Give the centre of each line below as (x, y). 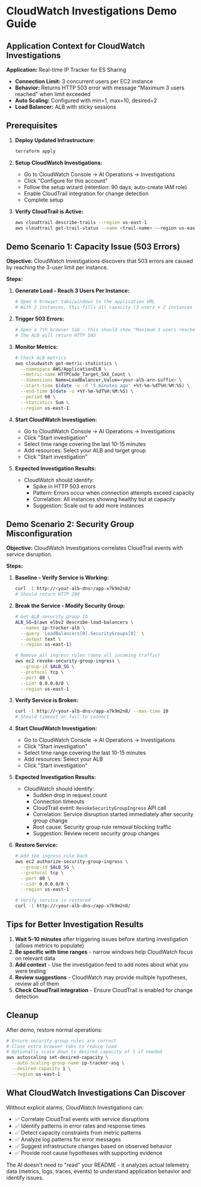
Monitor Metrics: (36, 347)
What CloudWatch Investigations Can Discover (96, 1093)
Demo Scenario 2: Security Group (70, 524)
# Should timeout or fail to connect (62, 717)
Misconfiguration (39, 533)
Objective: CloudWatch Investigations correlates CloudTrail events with (94, 548)
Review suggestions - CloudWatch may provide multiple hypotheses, (101, 977)
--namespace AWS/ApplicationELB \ (64, 369)
